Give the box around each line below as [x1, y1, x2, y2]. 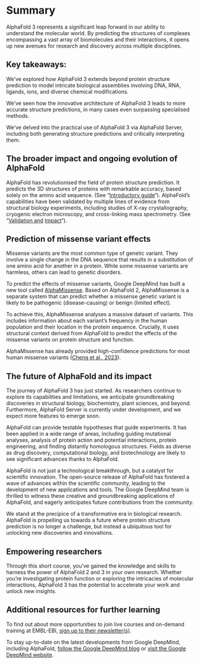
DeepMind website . [6, 651, 54, 658]
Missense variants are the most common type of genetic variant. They [6, 250, 179, 257]
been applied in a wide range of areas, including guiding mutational [6, 430, 171, 438]
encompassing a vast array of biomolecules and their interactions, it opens [6, 36, 189, 43]
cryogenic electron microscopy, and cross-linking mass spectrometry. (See [6, 210, 191, 217]
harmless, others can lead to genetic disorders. [6, 269, 122, 276]
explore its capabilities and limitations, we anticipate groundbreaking [6, 394, 174, 401]
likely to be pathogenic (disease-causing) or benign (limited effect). [6, 299, 171, 307]
